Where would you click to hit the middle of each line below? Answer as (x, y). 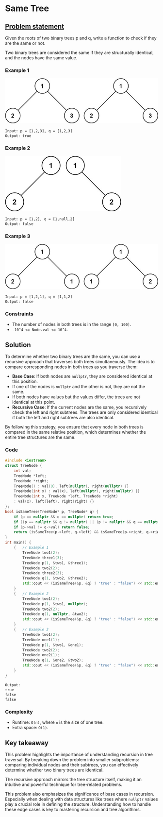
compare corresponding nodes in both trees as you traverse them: (71, 367)
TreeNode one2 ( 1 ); (41, 655)
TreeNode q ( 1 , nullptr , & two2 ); (55, 614)
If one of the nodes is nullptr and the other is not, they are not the (79, 386)
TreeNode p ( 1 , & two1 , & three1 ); (55, 563)
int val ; (23, 471)
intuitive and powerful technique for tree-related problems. (64, 784)
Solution (18, 345)
